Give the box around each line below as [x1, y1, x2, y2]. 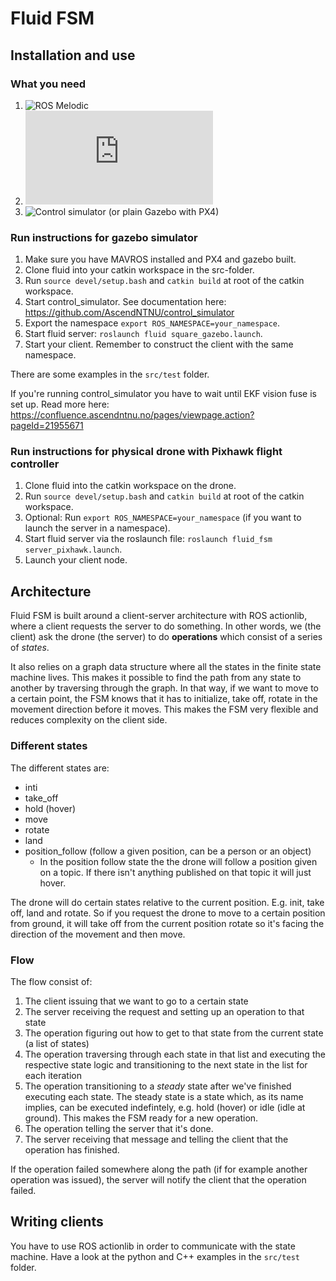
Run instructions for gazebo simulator [10, 230, 198, 244]
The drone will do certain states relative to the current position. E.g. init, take [10, 896, 325, 908]
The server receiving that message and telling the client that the [24, 1133, 289, 1145]
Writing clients [10, 1213, 104, 1231]
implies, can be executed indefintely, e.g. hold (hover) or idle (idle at [24, 1101, 306, 1113]
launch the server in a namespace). [24, 522, 171, 534]
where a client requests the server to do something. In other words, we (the [10, 620, 322, 632]
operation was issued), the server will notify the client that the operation [10, 1173, 307, 1186]
